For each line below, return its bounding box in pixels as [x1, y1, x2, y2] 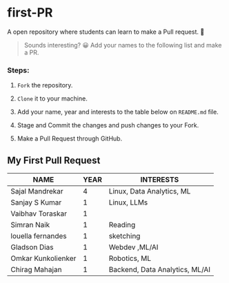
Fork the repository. [17, 81, 73, 90]
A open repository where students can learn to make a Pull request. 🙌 [7, 28, 205, 36]
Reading [108, 220, 136, 230]
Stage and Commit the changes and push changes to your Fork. [17, 121, 199, 129]
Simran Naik [10, 220, 50, 230]
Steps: [7, 65, 30, 75]
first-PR [7, 5, 53, 21]
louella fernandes [10, 231, 67, 241]
